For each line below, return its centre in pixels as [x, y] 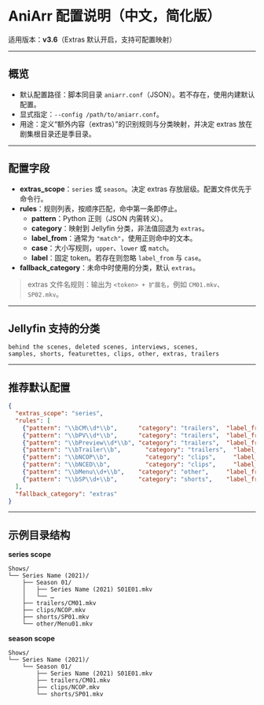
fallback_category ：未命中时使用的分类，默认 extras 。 [110, 268]
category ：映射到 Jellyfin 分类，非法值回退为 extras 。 [120, 228]
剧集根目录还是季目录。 [57, 134]
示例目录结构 [39, 535]
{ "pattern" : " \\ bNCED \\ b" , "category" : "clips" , [119, 465]
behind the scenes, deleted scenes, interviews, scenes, [103, 347]
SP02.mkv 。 [45, 294]
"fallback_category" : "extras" [66, 494]
